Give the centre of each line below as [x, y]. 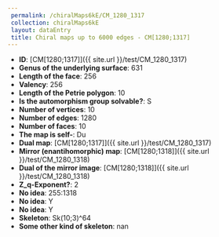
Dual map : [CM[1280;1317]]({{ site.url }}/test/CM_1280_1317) [115, 143]
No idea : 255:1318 [48, 193]
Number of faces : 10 [52, 126]
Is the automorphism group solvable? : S [85, 101]
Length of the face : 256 [58, 76]
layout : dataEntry [41, 30]
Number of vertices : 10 [57, 110]
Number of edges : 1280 [58, 118]
